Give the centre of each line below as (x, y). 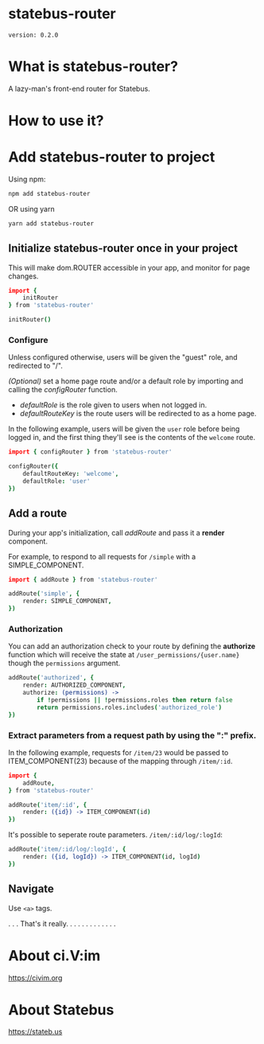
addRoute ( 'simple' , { (44, 594)
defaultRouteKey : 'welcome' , (71, 474)
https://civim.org (35, 978)
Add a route (38, 514)
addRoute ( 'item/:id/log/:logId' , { (67, 849)
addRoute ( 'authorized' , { (51, 678)
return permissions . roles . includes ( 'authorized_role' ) (130, 707)
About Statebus (61, 1009)
